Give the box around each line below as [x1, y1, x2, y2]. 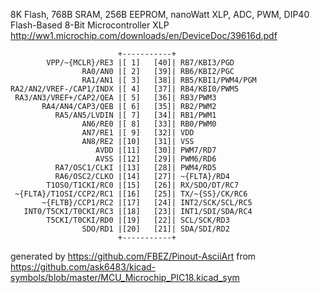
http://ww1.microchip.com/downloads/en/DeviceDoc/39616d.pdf [10, 30, 278, 41]
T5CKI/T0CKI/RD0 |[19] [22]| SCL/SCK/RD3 [46, 215, 230, 225]
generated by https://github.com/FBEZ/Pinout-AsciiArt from [10, 250, 257, 262]
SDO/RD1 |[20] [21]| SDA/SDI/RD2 [81, 224, 230, 234]
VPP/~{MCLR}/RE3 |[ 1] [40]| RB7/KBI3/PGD [46, 58, 235, 68]
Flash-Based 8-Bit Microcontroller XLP [10, 19, 170, 31]
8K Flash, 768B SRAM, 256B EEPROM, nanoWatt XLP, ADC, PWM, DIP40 [10, 9, 310, 20]
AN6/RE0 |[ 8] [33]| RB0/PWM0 [81, 119, 217, 129]
